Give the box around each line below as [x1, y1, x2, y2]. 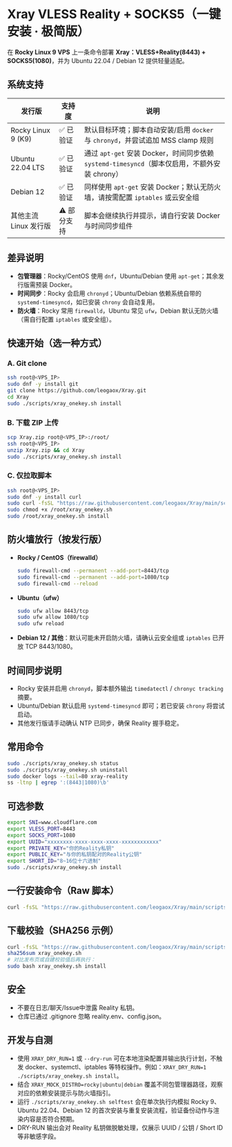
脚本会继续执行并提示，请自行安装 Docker [84, 211, 220, 220]
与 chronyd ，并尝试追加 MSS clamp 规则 [84, 135, 214, 145]
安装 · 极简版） [7, 24, 90, 40]
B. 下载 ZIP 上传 [7, 417, 59, 427]
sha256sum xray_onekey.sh [7, 950, 81, 957]
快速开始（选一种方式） [7, 337, 107, 349]
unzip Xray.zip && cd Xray [7, 446, 85, 454]
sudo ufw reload [17, 620, 64, 627]
